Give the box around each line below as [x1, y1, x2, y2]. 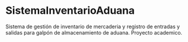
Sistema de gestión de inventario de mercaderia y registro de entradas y [5, 23, 180, 30]
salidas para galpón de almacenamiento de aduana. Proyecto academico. [5, 29, 183, 36]
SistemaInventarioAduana [5, 4, 135, 17]
